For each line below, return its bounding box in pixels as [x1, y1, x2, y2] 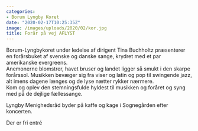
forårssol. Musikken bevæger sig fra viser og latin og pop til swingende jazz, [6, 72, 192, 79]
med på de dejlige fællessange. [6, 90, 83, 98]
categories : [6, 8, 35, 15]
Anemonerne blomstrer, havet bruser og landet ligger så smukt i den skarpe [6, 65, 191, 72]
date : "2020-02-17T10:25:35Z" [6, 19, 81, 25]
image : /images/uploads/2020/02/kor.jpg [6, 25, 108, 31]
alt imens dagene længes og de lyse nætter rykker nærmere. [6, 78, 154, 85]
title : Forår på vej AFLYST [6, 31, 76, 36]
